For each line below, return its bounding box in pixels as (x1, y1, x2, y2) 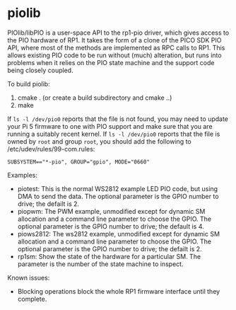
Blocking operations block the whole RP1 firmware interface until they (17, 287, 220, 295)
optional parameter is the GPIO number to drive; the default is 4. (17, 222, 205, 231)
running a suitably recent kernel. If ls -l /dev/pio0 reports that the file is (7, 130, 220, 138)
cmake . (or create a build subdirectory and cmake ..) (17, 93, 172, 102)
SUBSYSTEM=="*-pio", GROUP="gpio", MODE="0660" (7, 158, 151, 166)
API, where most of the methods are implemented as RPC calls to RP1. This (7, 43, 225, 52)
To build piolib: (7, 79, 51, 88)
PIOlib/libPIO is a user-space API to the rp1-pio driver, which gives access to (7, 28, 230, 37)
